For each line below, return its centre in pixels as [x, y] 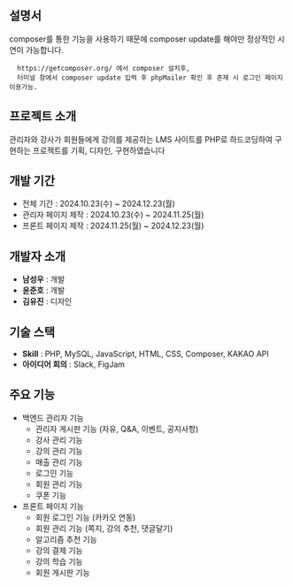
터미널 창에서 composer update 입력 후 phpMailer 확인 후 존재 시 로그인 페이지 [150, 78]
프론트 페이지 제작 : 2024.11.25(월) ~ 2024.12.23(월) [113, 226]
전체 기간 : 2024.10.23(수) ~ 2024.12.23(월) [98, 204]
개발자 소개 [38, 256]
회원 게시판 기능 [62, 572]
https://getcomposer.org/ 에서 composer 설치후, [104, 68]
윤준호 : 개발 [43, 291]
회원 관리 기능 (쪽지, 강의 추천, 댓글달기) [104, 528]
